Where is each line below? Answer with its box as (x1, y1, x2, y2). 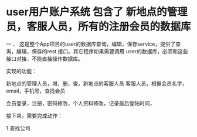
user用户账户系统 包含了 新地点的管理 (6, 5, 188, 19)
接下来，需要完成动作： (6, 112, 63, 119)
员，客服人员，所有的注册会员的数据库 (6, 20, 192, 33)
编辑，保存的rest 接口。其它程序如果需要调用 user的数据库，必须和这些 (16, 47, 189, 54)
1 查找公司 (6, 124, 30, 132)
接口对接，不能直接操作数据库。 (6, 55, 83, 62)
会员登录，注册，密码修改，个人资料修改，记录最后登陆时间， (6, 100, 155, 107)
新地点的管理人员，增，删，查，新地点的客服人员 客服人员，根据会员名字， (6, 80, 188, 87)
